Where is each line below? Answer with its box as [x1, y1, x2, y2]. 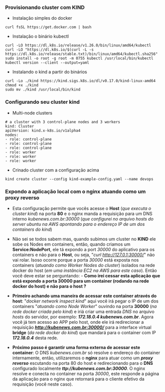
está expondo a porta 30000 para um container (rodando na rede [12, 278, 149, 284]
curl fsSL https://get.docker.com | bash [5, 25, 92, 30]
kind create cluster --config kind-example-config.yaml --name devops [5, 176, 154, 181]
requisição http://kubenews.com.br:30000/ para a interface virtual [12, 324, 152, 330]
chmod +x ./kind [5, 83, 39, 88]
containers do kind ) [12, 226, 52, 232]
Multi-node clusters [12, 110, 53, 116]
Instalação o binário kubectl [12, 34, 69, 40]
